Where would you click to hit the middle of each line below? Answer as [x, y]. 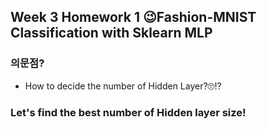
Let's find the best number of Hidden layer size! [128, 112]
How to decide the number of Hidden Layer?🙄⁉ [123, 86]
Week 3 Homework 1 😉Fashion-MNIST [133, 17]
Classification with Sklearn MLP [111, 33]
